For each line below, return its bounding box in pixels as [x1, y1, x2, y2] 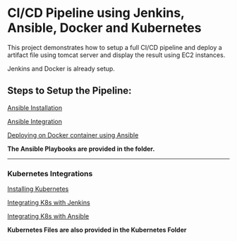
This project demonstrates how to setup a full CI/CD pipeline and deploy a [7, 43, 222, 51]
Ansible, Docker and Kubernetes [7, 20, 202, 36]
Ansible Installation [7, 104, 62, 112]
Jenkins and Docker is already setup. [7, 64, 115, 73]
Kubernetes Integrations [7, 168, 93, 178]
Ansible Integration [7, 117, 62, 125]
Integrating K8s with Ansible [7, 212, 90, 221]
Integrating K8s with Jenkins [7, 199, 90, 207]
